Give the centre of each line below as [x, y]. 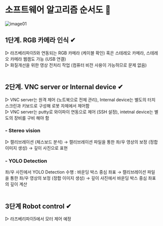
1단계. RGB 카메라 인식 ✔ [40, 40]
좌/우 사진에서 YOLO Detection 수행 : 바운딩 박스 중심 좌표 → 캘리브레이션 [76, 172]
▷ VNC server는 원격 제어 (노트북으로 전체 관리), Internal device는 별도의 [76, 100]
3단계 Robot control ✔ [38, 206]
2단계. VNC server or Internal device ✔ [64, 87]
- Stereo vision [23, 131]
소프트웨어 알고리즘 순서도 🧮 [58, 10]
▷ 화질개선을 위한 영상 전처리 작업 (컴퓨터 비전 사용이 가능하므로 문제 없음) [76, 65]
